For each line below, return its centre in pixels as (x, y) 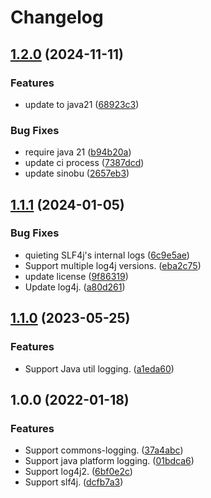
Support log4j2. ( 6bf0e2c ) (78, 472)
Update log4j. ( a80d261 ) (75, 287)
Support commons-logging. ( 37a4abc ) (104, 450)
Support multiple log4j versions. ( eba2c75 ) (113, 265)
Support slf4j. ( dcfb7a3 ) (74, 482)
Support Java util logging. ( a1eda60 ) (99, 368)
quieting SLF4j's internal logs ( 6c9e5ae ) (107, 255)
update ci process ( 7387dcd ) (84, 163)
